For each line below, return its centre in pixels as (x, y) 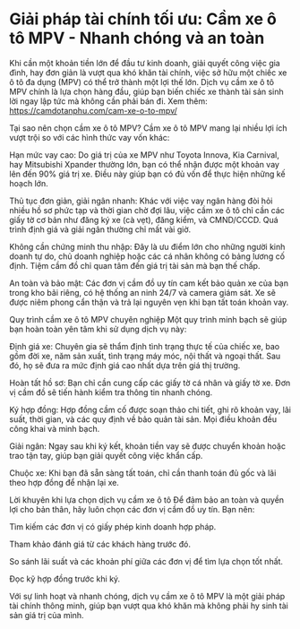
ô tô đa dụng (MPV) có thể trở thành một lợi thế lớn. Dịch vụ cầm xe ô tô (142, 82)
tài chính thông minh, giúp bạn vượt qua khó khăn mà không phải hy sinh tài (149, 606)
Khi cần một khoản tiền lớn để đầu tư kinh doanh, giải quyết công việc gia (145, 63)
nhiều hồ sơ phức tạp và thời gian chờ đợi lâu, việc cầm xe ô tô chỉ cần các (147, 210)
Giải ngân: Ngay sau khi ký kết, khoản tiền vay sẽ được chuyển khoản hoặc (148, 446)
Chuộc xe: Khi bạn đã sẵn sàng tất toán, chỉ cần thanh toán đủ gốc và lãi (143, 473)
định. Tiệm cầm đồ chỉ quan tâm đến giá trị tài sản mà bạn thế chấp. (135, 265)
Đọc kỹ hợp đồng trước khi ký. (65, 579)
